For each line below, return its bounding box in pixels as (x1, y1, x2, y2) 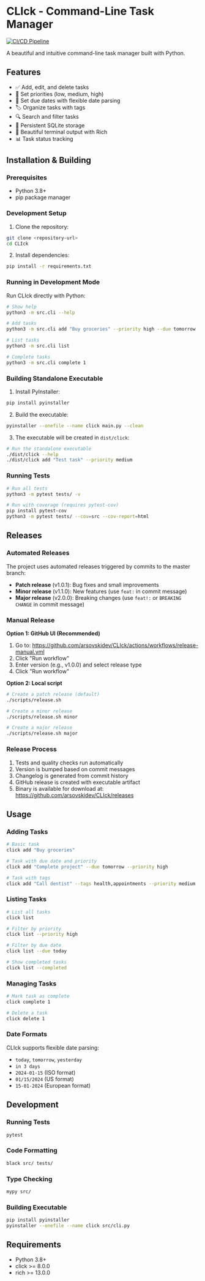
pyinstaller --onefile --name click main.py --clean (6, 422, 144, 429)
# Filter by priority (6, 925, 62, 932)
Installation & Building (6, 155, 92, 166)
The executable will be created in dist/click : (15, 433, 130, 441)
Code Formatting (6, 1146, 58, 1155)
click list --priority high (6, 932, 78, 938)
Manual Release (6, 616, 55, 624)
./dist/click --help (6, 451, 59, 457)
